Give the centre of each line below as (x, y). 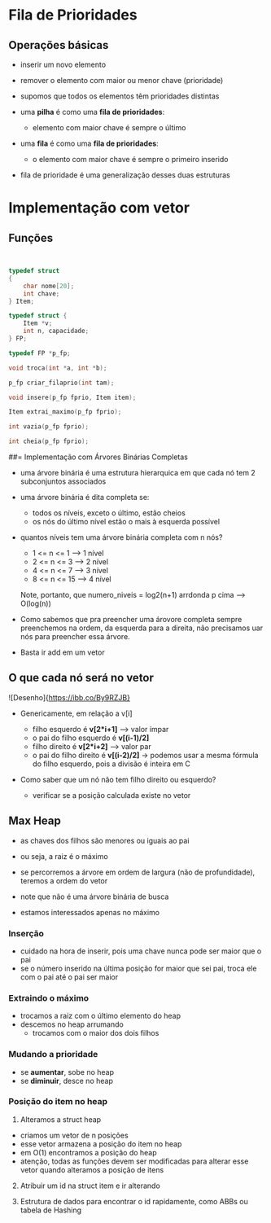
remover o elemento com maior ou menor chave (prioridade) (122, 80)
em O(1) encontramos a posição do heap (88, 1152)
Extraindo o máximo (49, 997)
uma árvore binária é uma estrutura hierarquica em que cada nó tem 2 (138, 473)
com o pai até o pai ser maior (69, 977)
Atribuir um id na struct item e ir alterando (90, 1186)
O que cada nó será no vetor (81, 678)
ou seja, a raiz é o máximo (64, 856)
